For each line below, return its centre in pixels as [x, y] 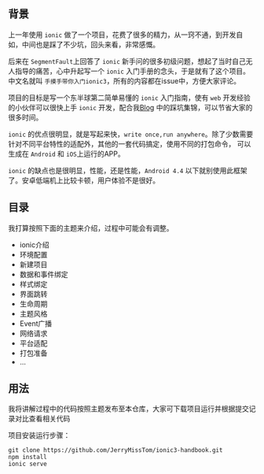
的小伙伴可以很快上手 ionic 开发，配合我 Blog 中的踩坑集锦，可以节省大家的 [130, 107]
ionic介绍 [34, 244]
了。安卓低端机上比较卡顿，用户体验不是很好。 [84, 180]
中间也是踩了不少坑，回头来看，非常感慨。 [90, 44]
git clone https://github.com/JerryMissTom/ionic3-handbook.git [115, 450]
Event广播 [36, 323]
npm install [27, 457]
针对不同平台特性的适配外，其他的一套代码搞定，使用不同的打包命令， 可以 [130, 143]
